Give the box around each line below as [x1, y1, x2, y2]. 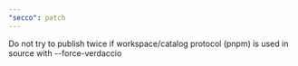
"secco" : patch [8, 13, 66, 23]
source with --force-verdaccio [8, 47, 122, 59]
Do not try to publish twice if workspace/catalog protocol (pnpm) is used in [8, 38, 289, 49]
